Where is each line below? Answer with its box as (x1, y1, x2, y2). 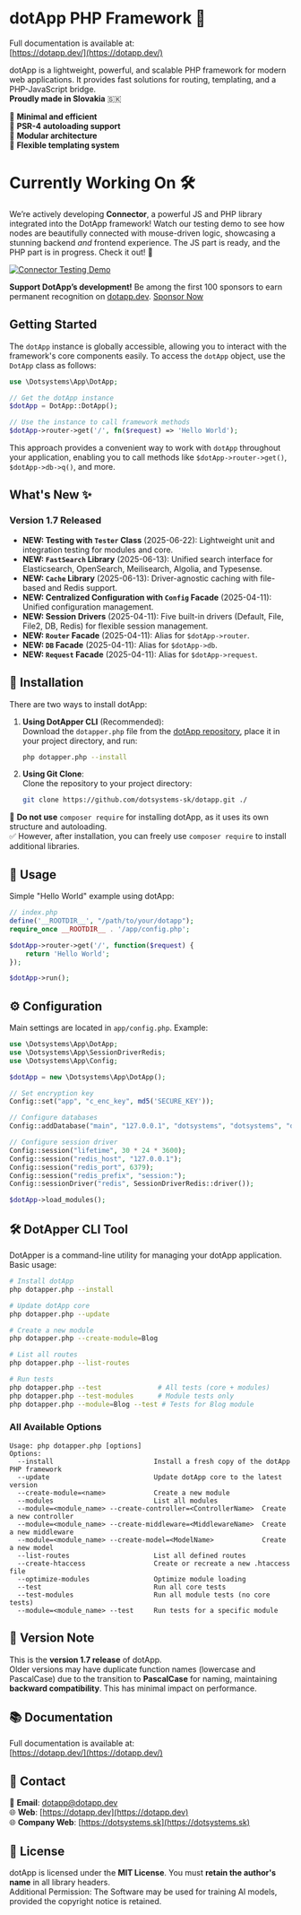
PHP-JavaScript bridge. (9, 83, 97, 94)
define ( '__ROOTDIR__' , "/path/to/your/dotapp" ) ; (9, 916, 194, 925)
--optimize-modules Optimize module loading (17, 1574, 246, 1583)
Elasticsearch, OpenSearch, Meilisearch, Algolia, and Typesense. (21, 563, 262, 574)
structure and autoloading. (9, 821, 107, 832)
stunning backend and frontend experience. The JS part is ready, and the (9, 237, 280, 247)
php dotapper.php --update (9, 1309, 110, 1319)
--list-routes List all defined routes (17, 1551, 246, 1560)
